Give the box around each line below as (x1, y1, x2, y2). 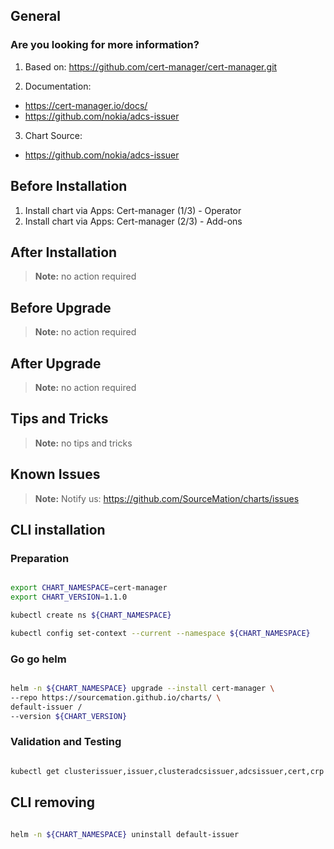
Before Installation (10, 178, 128, 195)
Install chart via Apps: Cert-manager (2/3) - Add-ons (24, 215, 243, 227)
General (10, 8, 62, 25)
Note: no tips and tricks (34, 437, 133, 449)
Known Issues (10, 466, 101, 483)
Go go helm (10, 652, 67, 666)
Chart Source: (24, 129, 83, 141)
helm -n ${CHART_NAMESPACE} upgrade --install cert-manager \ (10, 684, 275, 694)
